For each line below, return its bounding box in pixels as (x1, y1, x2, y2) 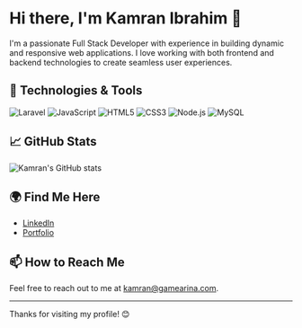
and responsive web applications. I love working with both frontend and (9, 47, 274, 58)
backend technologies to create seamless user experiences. (9, 57, 233, 67)
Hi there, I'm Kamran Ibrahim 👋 (9, 8, 243, 29)
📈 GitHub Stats (9, 134, 97, 149)
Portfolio (22, 227, 55, 238)
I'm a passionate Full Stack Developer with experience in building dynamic (9, 38, 285, 49)
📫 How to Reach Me (9, 254, 125, 270)
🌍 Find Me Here (9, 189, 101, 205)
